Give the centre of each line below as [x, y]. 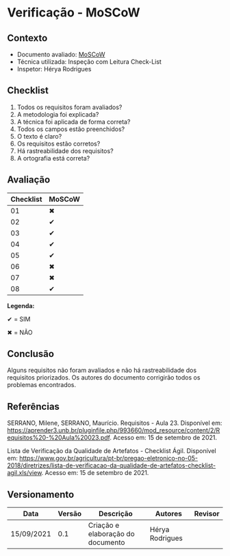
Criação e [104, 525]
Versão [70, 514]
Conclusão [31, 354]
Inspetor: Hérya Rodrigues [54, 69]
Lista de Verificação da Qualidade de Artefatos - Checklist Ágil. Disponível [112, 451]
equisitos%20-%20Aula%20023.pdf [59, 438]
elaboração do [111, 534]
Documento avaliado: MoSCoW [61, 54]
